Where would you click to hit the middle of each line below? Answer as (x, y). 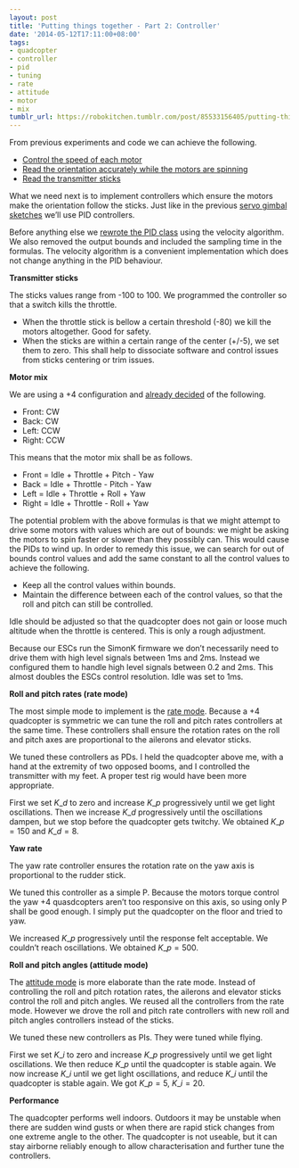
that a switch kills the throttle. (63, 305)
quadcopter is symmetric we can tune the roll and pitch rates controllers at (146, 721)
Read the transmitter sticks (72, 178)
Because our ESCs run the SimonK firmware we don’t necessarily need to (144, 649)
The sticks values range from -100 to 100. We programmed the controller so (148, 295)
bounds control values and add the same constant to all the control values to (149, 559)
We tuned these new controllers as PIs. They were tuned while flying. (136, 1038)
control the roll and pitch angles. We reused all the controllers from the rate (147, 1001)
